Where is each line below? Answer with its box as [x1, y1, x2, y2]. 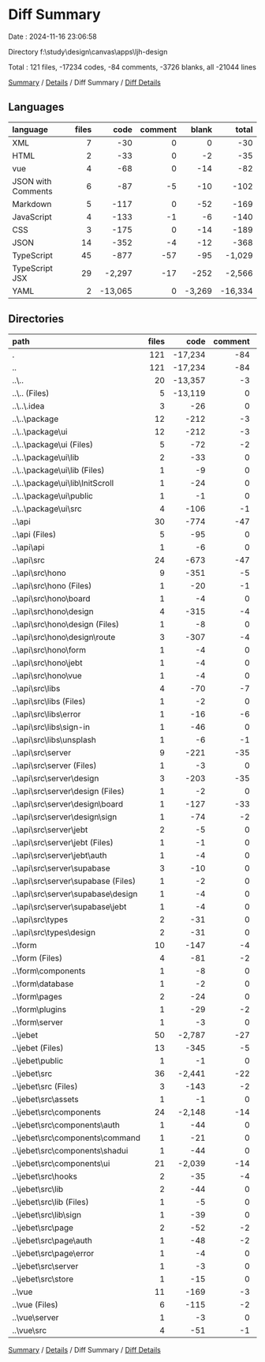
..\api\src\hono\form [12, 644, 87, 655]
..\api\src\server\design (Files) [12, 785, 125, 796]
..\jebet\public [12, 1055, 64, 1066]
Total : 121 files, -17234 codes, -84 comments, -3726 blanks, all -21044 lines [8, 62, 256, 72]
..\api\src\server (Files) [12, 760, 97, 771]
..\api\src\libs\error [12, 709, 81, 720]
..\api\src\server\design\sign [12, 811, 118, 822]
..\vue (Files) [12, 1299, 59, 1310]
